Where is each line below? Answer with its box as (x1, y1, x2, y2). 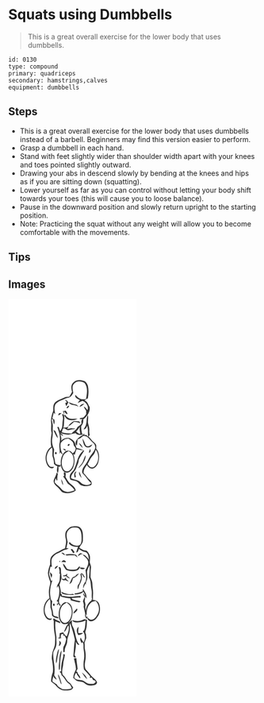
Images (8, 277, 46, 291)
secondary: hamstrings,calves (8, 76, 109, 84)
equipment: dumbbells (8, 83, 80, 91)
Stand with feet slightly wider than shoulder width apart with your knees (19, 151, 255, 160)
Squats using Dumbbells (8, 6, 173, 24)
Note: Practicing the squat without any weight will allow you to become (19, 218, 252, 228)
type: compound (8, 62, 59, 71)
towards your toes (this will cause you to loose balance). (19, 193, 205, 203)
